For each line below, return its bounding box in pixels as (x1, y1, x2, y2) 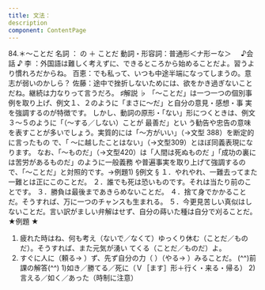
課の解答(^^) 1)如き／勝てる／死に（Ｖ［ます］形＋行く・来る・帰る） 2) (19, 263, 256, 273)
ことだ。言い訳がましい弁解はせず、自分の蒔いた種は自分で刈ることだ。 (21, 207, 257, 217)
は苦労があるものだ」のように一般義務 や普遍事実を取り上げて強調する (8, 157, 239, 167)
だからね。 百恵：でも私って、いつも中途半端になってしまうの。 (35, 69, 245, 78)
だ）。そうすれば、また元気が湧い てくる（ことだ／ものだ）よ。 (19, 243, 227, 253)
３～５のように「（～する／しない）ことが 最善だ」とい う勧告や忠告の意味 (8, 118, 252, 127)
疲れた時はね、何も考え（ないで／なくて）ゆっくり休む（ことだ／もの (19, 234, 248, 243)
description (8, 19, 47, 27)
